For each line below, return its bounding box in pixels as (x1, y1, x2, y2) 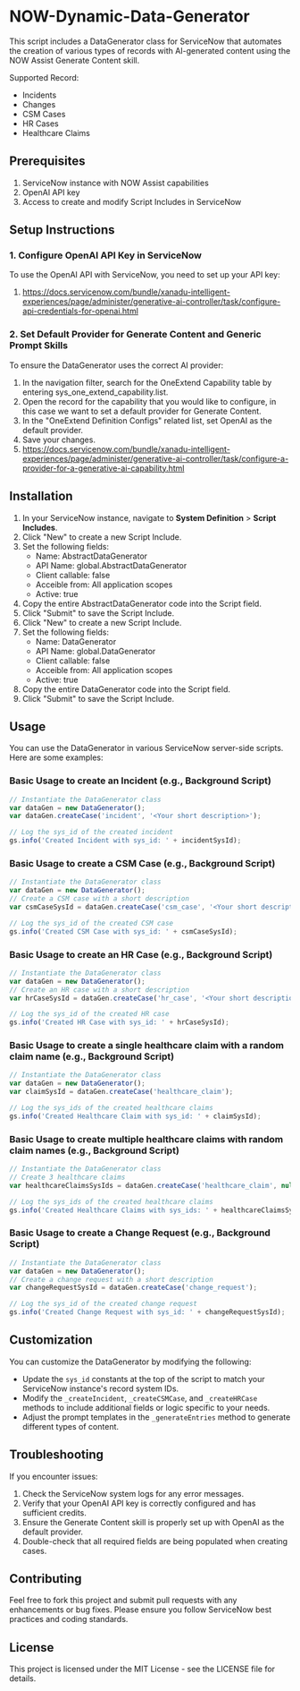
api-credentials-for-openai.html (21, 306, 138, 317)
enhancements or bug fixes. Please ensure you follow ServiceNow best (9, 1604, 272, 1615)
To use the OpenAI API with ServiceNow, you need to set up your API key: (9, 269, 281, 280)
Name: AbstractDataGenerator (35, 551, 148, 561)
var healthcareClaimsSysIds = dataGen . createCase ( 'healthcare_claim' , (9, 1181, 278, 1190)
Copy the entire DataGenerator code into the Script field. (21, 683, 230, 695)
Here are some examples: (9, 752, 104, 763)
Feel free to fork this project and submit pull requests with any (9, 1595, 237, 1606)
